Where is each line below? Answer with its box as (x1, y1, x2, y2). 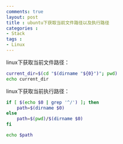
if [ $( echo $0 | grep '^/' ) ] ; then (6, 99, 99, 105)
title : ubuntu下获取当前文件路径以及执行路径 (6, 20, 109, 25)
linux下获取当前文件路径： (6, 59, 70, 66)
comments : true (6, 8, 44, 15)
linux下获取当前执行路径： (6, 87, 70, 95)
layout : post (6, 14, 38, 20)
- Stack (6, 31, 25, 37)
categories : (6, 25, 38, 31)
